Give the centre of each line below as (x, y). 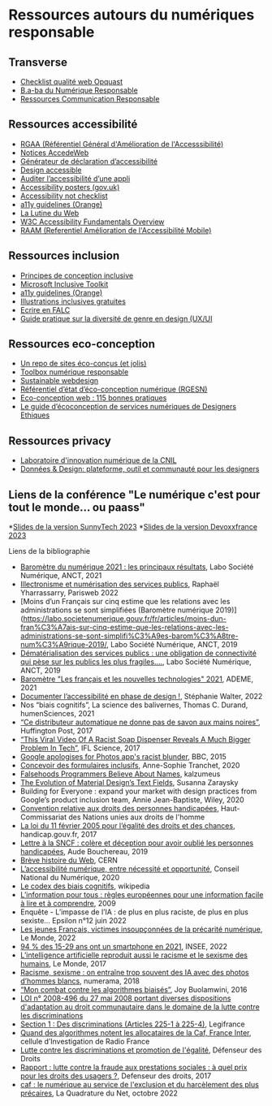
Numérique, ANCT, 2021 (61, 576)
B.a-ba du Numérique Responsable (79, 90)
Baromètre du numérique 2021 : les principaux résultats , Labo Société (137, 567)
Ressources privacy (60, 441)
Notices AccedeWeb (54, 153)
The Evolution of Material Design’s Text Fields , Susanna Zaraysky (129, 783)
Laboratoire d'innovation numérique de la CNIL (98, 460)
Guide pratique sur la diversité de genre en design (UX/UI (116, 318)
